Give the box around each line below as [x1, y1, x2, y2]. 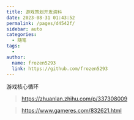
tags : [6, 43, 20, 49]
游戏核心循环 [6, 83, 39, 90]
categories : [6, 32, 37, 38]
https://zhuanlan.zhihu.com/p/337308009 [21, 95, 128, 102]
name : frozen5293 [12, 60, 56, 66]
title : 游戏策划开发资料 [6, 9, 62, 15]
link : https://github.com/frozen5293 [12, 65, 108, 72]
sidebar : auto [6, 26, 43, 32]
